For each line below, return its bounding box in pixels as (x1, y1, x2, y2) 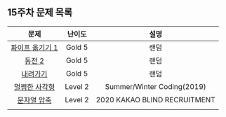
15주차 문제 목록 (7, 6, 72, 19)
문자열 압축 (17, 95, 52, 105)
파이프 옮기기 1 (11, 43, 58, 53)
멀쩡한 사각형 (13, 82, 55, 92)
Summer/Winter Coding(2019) (105, 81, 207, 91)
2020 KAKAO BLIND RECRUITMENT (95, 95, 215, 104)
